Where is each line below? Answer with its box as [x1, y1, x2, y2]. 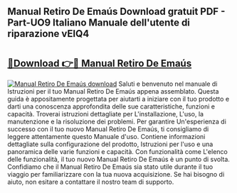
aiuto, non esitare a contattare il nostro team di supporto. [7, 177, 174, 186]
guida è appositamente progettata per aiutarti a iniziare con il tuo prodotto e [7, 95, 230, 103]
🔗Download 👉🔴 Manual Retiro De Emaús [7, 57, 192, 70]
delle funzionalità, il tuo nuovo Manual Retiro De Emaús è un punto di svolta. [7, 155, 230, 163]
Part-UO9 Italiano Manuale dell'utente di [7, 17, 191, 29]
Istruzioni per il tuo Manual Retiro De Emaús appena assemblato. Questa [7, 87, 219, 95]
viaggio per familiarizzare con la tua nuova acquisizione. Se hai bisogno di [7, 170, 225, 178]
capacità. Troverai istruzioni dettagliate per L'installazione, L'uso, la [7, 110, 204, 118]
